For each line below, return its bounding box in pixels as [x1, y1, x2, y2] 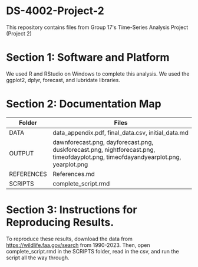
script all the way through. [6, 254, 70, 261]
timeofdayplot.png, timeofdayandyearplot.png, [52, 152, 181, 161]
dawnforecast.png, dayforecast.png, [52, 138, 154, 146]
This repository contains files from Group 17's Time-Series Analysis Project [6, 24, 189, 31]
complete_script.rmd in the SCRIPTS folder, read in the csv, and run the [6, 248, 179, 255]
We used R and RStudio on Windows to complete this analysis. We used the [6, 70, 190, 77]
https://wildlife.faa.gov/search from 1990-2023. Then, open [6, 241, 150, 249]
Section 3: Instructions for [6, 203, 137, 216]
